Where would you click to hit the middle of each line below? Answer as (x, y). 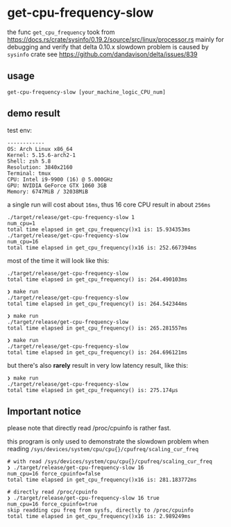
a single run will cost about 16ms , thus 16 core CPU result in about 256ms (109, 204)
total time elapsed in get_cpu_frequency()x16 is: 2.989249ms (99, 517)
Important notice (44, 411)
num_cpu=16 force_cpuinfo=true (52, 504)
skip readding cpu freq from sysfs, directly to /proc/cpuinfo (101, 510)
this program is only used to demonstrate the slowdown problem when (108, 441)
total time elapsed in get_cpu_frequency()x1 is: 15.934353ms (99, 229)
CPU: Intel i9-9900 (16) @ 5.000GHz (60, 179)
